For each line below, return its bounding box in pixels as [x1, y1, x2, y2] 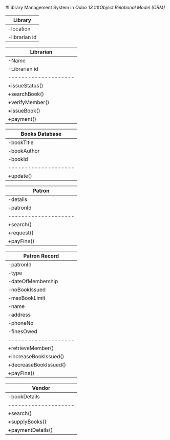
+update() [8, 172, 32, 179]
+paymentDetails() [8, 427, 53, 433]
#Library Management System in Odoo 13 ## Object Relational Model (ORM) [5, 5, 165, 10]
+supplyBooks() [8, 418, 47, 425]
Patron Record [23, 252, 59, 259]
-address [8, 311, 31, 318]
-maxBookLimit [8, 295, 46, 301]
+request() [8, 229, 34, 236]
